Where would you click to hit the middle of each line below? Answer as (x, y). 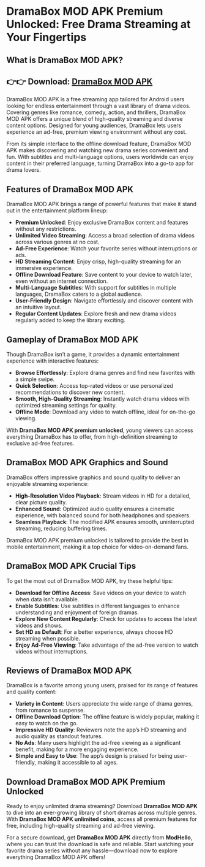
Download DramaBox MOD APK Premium (86, 781)
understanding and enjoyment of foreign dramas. (77, 612)
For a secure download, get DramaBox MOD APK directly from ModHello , (99, 838)
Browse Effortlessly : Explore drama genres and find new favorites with (105, 373)
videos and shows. (39, 625)
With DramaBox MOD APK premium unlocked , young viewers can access (100, 430)
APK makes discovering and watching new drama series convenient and (97, 150)
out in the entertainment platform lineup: (57, 210)
